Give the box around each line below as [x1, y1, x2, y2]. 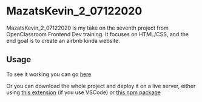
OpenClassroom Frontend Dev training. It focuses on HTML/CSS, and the [6, 30, 189, 37]
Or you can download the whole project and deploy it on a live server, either [6, 82, 196, 89]
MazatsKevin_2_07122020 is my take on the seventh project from [6, 24, 169, 31]
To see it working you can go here [6, 71, 92, 78]
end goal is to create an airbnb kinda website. [6, 37, 120, 44]
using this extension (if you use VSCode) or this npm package [6, 89, 161, 96]
